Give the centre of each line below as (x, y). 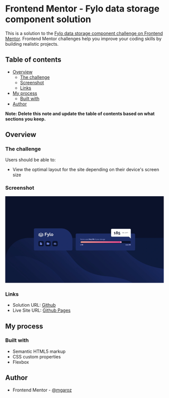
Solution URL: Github (34, 305)
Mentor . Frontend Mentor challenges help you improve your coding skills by (83, 39)
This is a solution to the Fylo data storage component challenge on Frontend (84, 33)
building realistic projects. (32, 44)
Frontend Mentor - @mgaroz (42, 390)
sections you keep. (26, 119)
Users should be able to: (31, 160)
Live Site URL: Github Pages (41, 310)
